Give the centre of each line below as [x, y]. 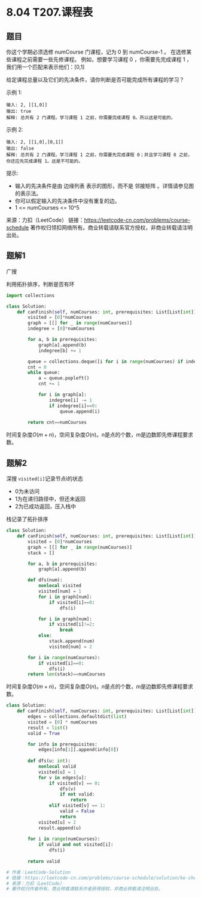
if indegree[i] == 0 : [73, 406]
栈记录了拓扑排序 [27, 519]
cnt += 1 [49, 384]
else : [45, 636]
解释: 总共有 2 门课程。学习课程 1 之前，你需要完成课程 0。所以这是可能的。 [91, 118]
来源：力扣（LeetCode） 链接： [45, 220]
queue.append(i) [80, 411]
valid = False [77, 811]
